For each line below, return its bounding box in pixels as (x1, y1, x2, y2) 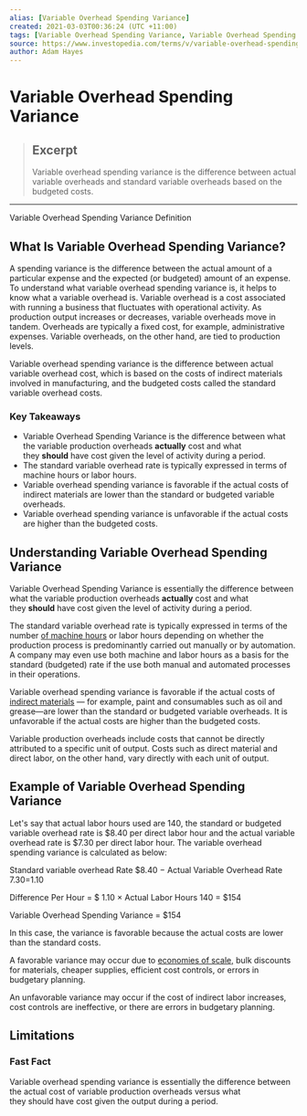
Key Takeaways (9, 410, 81, 423)
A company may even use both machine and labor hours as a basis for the (9, 649, 290, 660)
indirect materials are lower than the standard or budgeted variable (22, 490, 275, 500)
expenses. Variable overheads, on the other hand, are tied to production (9, 331, 281, 342)
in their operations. (9, 669, 80, 680)
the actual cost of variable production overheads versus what (9, 1086, 241, 1097)
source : (9, 38, 39, 48)
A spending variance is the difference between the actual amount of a (9, 262, 272, 274)
